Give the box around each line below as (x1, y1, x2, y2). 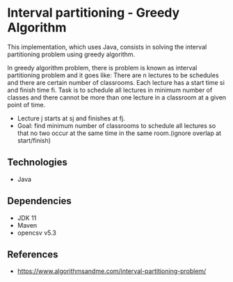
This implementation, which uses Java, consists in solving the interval (7, 42, 207, 51)
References (7, 249, 58, 260)
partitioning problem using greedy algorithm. (7, 50, 136, 58)
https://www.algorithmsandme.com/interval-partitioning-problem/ (17, 267, 207, 276)
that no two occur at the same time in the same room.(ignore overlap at (17, 129, 221, 137)
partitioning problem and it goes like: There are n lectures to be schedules (7, 71, 219, 79)
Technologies (7, 157, 68, 169)
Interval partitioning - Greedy (7, 5, 180, 21)
